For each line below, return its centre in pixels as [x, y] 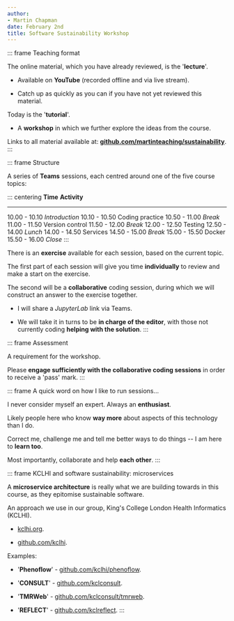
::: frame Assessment [38, 343]
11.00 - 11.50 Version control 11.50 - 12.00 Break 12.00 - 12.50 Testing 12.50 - [117, 225]
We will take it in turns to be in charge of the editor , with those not [113, 322]
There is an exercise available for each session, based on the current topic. [116, 253]
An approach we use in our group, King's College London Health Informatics [117, 508]
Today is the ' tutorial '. [39, 115]
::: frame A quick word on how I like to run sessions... [83, 391]
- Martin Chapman [32, 20]
